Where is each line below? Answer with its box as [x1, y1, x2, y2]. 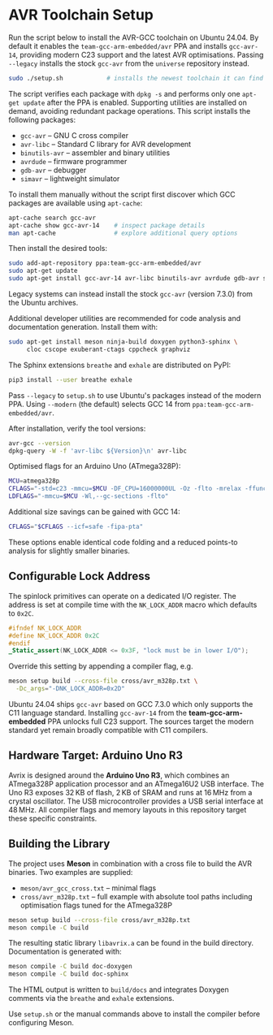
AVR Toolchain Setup [8, 6, 154, 24]
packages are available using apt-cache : [8, 197, 143, 208]
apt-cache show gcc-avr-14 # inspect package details [8, 221, 206, 229]
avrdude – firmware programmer [19, 156, 128, 166]
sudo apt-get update [8, 266, 79, 275]
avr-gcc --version [8, 439, 71, 448]
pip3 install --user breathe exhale [8, 375, 132, 383]
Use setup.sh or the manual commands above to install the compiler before [8, 1009, 261, 1019]
